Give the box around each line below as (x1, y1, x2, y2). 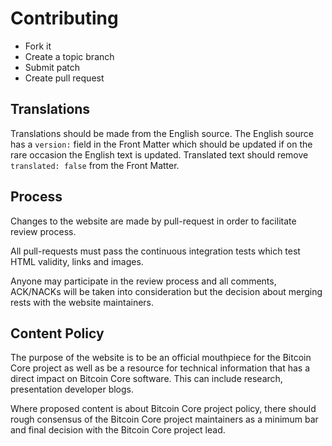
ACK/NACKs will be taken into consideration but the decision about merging (10, 285, 323, 297)
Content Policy (10, 325, 105, 342)
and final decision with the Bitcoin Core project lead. (10, 424, 226, 436)
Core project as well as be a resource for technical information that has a (10, 362, 310, 374)
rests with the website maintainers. (10, 296, 155, 308)
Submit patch (24, 61, 81, 73)
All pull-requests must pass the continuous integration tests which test (10, 245, 301, 257)
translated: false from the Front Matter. (10, 159, 180, 171)
